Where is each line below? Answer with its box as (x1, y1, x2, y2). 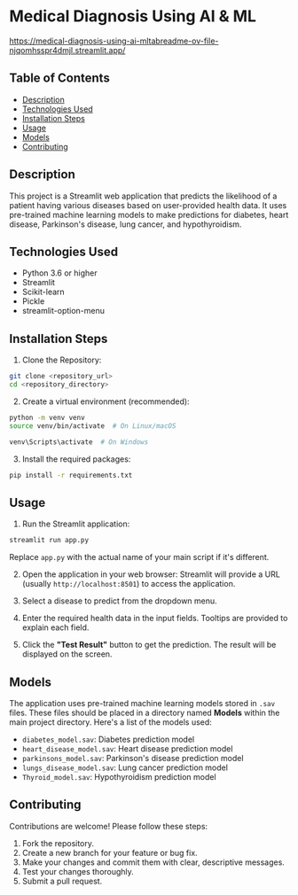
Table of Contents (9, 71, 111, 86)
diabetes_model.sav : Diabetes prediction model (21, 734, 195, 744)
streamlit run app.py (9, 536, 90, 545)
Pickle (21, 296, 45, 307)
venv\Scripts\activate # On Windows (9, 437, 149, 447)
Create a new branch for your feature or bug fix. (21, 847, 198, 858)
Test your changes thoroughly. (21, 866, 135, 876)
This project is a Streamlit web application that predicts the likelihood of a (9, 191, 278, 201)
